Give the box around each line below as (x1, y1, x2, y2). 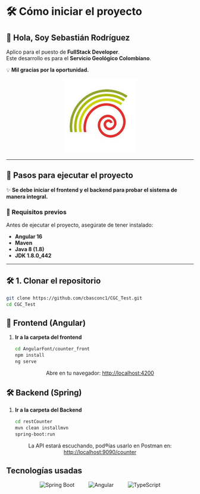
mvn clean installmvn (14, 425, 68, 431)
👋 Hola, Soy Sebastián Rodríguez (6, 32, 130, 42)
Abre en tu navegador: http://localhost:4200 (45, 369, 155, 376)
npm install (14, 353, 45, 359)
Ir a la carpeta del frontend (14, 334, 82, 341)
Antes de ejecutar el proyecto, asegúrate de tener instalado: (6, 221, 154, 229)
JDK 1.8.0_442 (14, 252, 52, 260)
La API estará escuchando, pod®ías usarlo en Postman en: (28, 442, 172, 449)
